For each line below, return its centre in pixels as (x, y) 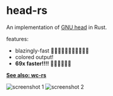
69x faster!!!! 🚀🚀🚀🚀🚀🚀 (43, 63)
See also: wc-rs (26, 75)
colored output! (34, 57)
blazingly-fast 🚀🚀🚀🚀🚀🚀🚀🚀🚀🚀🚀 (52, 50)
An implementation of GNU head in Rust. (57, 27)
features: (18, 39)
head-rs (27, 11)
